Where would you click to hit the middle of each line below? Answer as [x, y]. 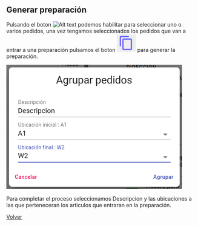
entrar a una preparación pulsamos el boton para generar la [91, 50]
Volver [14, 216]
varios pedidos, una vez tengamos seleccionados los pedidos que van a [96, 31]
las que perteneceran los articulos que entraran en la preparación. [89, 205]
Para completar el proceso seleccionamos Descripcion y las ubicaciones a [99, 198]
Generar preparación [46, 10]
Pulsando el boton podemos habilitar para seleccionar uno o [94, 24]
